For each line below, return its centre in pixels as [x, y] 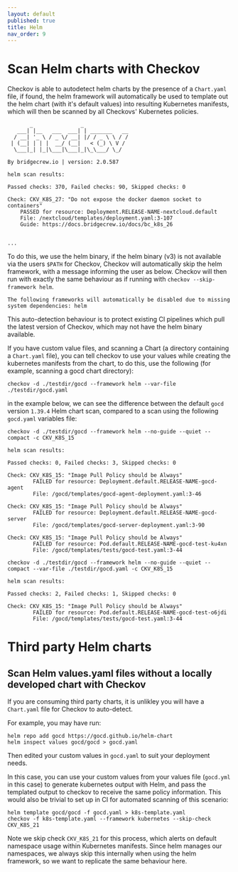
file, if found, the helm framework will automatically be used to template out [118, 96]
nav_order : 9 [27, 34]
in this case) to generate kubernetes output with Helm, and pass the [107, 784]
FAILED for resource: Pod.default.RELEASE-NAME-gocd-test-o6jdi [130, 613]
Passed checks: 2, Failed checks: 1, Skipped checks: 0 [92, 594]
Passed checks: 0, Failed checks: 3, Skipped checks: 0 [92, 463]
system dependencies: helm [47, 306]
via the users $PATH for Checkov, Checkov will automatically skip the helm [115, 264]
